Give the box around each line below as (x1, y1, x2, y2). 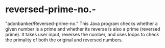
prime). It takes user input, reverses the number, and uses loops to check (5, 31, 159, 37)
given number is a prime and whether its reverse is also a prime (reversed (5, 26, 160, 32)
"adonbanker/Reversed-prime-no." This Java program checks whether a (5, 20, 158, 27)
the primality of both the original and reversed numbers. (5, 37, 123, 43)
